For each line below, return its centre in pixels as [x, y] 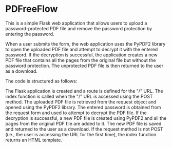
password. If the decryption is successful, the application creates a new [81, 55]
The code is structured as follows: [41, 81]
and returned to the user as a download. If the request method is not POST [84, 129]
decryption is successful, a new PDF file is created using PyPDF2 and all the [86, 118]
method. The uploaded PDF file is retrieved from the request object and [81, 102]
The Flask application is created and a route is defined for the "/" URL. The [84, 91]
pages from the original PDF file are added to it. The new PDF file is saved [83, 123]
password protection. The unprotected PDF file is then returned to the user [84, 66]
